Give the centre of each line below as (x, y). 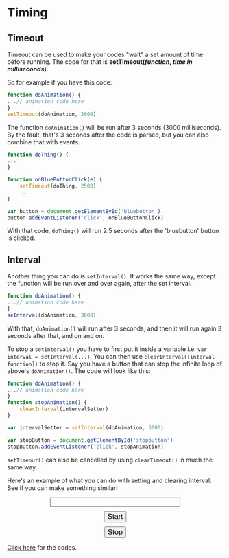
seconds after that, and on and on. (56, 335)
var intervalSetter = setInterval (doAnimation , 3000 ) (86, 427)
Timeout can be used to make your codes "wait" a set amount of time (105, 54)
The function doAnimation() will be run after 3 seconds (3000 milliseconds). (114, 127)
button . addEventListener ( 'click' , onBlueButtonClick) (86, 218)
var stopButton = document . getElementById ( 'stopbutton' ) (90, 440)
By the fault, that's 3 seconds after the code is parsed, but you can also (108, 135)
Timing (27, 13)
